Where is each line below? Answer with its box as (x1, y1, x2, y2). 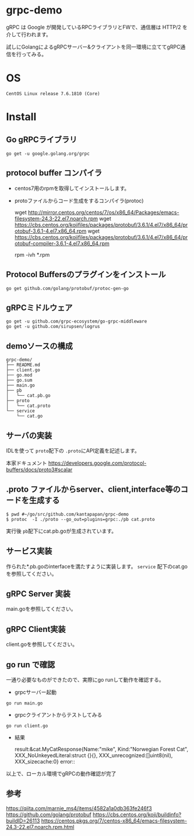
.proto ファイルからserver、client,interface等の (6, 485, 181, 495)
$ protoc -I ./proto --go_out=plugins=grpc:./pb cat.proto (6, 516, 156, 522)
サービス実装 (6, 546, 52, 556)
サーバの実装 (6, 430, 52, 440)
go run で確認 (6, 659, 55, 669)
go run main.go (6, 700, 43, 706)
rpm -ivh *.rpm (14, 251, 50, 258)
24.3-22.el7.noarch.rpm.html (6, 823, 75, 830)
